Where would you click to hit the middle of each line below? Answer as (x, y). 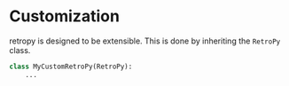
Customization (64, 16)
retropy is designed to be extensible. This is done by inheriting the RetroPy (145, 41)
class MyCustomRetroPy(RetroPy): (71, 66)
